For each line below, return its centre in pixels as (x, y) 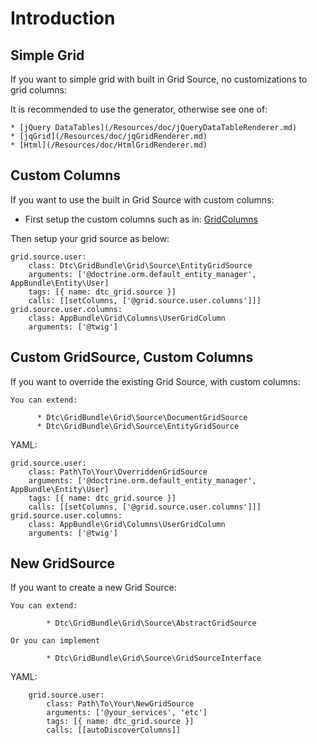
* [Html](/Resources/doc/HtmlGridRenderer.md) (109, 145)
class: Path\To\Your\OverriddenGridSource (118, 472)
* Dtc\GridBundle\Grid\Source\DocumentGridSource (142, 417)
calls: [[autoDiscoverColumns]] (114, 730)
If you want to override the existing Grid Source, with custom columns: (155, 381)
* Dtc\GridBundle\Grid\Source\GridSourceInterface (154, 658)
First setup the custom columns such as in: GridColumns (141, 219)
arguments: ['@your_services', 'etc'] (127, 713)
